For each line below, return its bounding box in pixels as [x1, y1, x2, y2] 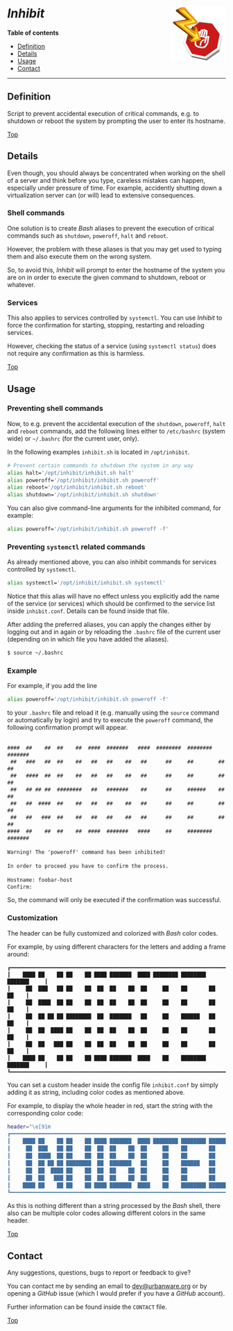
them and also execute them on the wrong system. [7, 252, 153, 261]
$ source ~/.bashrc [7, 649, 64, 657]
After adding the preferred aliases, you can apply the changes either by [7, 621, 212, 629]
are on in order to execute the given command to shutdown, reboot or [7, 273, 207, 281]
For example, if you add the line [7, 682, 97, 690]
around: [7, 949, 30, 958]
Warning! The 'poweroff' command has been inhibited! [7, 849, 166, 856]
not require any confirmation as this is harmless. [7, 350, 145, 358]
